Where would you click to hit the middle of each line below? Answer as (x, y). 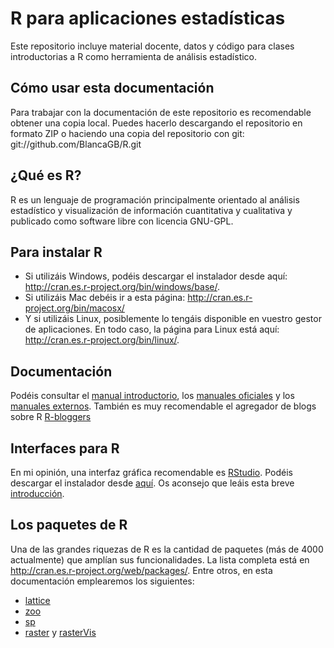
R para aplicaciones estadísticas (148, 18)
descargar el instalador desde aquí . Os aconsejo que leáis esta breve (152, 483)
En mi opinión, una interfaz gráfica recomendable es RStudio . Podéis (151, 472)
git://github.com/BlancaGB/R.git (76, 144)
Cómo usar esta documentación (112, 88)
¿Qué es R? (46, 175)
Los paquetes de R (69, 525)
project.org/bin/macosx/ (74, 308)
